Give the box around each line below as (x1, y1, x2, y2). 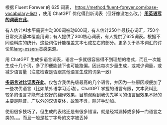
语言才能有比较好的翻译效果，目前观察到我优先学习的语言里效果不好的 (18, 92, 162, 98)
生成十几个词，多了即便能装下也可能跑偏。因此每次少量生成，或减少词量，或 (5, 62, 162, 68)
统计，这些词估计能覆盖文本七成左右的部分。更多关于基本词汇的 (26, 40, 158, 46)
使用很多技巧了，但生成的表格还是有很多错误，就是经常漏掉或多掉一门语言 (5, 109, 158, 114)
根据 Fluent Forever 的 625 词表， (5, 4, 74, 10)
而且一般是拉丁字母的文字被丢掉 (22, 115, 88, 121)
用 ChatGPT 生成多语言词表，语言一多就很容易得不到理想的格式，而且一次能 (5, 57, 162, 62)
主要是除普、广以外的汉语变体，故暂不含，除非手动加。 (5, 98, 118, 104)
